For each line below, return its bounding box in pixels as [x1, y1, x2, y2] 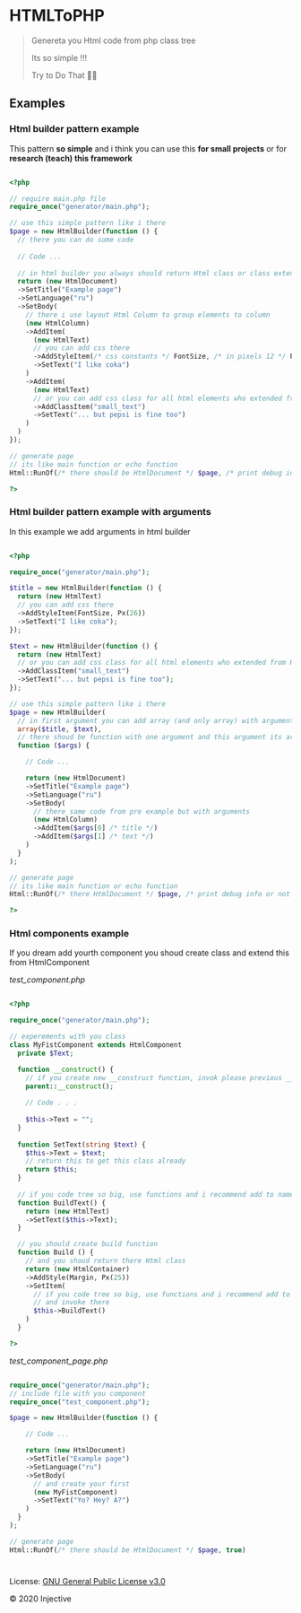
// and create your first [32, 1479, 130, 1488]
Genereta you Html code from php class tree [30, 35, 196, 46]
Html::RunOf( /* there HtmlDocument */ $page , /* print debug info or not [9, 890, 291, 899]
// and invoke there [32, 1298, 110, 1307]
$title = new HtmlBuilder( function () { [9, 584, 163, 593]
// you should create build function [17, 1240, 159, 1249]
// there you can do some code [17, 235, 134, 244]
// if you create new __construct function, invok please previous [25, 1073, 282, 1082]
